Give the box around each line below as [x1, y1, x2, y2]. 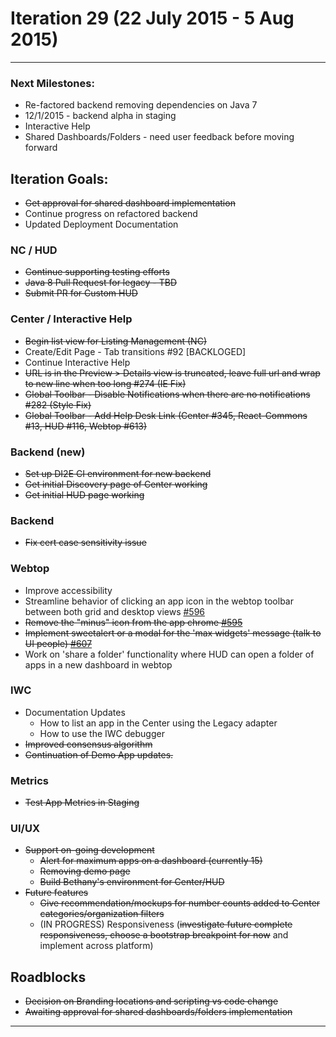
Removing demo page [39, 865, 131, 877]
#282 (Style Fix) [24, 398, 92, 411]
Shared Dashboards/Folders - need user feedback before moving [24, 131, 295, 143]
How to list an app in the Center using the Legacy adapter [39, 717, 278, 729]
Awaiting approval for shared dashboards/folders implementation [24, 1006, 293, 1018]
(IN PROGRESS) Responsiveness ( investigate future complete [39, 918, 293, 931]
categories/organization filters [39, 908, 165, 920]
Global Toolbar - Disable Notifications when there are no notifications [24, 388, 311, 400]
